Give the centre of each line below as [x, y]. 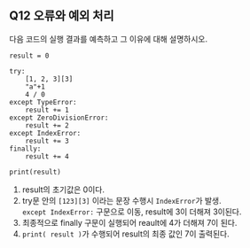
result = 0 [29, 56]
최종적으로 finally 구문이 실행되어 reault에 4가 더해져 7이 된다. [129, 222]
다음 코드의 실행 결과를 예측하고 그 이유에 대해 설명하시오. [109, 39]
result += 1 [47, 110]
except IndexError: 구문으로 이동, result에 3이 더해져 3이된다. [132, 212]
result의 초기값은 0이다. [63, 190]
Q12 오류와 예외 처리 [62, 16]
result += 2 [47, 125]
